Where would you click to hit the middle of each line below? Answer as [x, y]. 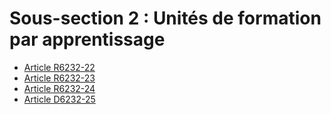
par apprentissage [87, 39]
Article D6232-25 [59, 99]
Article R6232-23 [59, 78]
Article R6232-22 [59, 67]
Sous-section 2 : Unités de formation [165, 18]
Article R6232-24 [59, 88]
